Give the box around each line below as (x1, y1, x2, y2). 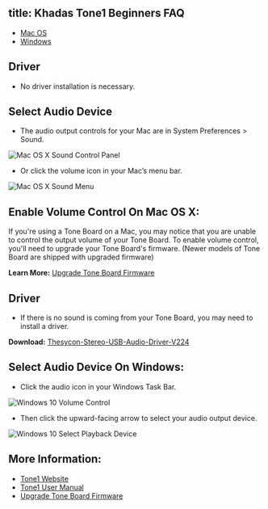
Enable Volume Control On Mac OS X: (8, 205, 200, 219)
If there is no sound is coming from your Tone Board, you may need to (19, 313, 253, 322)
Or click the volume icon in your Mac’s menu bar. (19, 166, 183, 176)
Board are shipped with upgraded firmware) (8, 252, 155, 262)
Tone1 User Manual (19, 482, 85, 492)
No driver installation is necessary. (19, 81, 136, 91)
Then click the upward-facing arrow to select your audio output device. (19, 413, 258, 423)
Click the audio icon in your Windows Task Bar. (19, 381, 177, 391)
